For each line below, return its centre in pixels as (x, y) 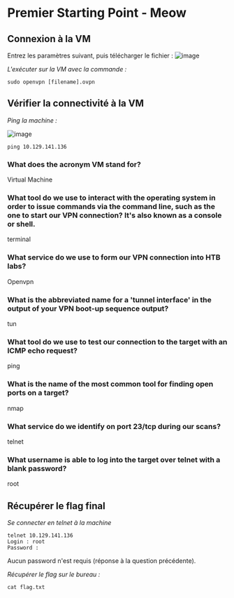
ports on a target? (38, 393)
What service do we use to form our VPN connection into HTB (114, 257)
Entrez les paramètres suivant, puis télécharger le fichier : (90, 55)
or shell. (21, 224)
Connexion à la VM (49, 39)
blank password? (37, 468)
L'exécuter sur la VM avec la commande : (67, 69)
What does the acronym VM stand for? (74, 164)
